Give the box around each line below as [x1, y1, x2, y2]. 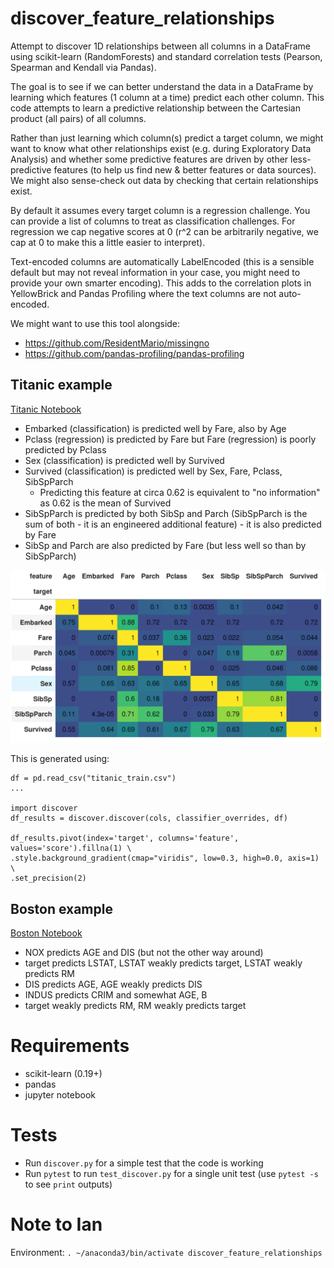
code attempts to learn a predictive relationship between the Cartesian [10, 102, 301, 114]
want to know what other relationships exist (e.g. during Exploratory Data [10, 142, 312, 154]
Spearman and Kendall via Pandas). [10, 61, 157, 73]
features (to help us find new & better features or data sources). [53, 163, 317, 176]
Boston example [10, 900, 113, 917]
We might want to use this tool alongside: [10, 317, 181, 329]
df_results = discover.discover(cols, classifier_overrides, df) [10, 813, 288, 824]
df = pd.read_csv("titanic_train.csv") [10, 773, 177, 784]
